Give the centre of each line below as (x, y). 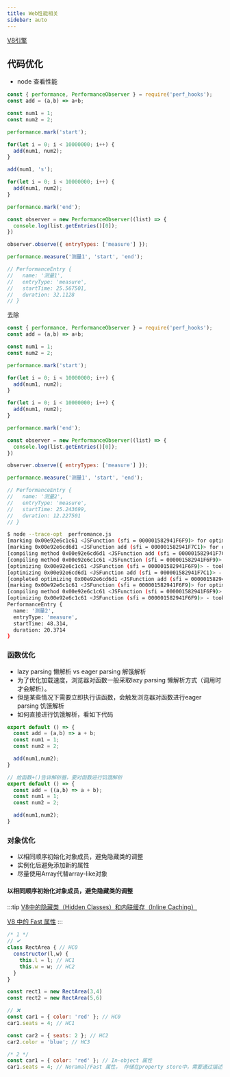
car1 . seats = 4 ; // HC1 (41, 1023)
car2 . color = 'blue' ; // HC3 (49, 1042)
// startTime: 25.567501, (47, 288)
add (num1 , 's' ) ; (30, 170)
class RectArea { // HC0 (42, 948)
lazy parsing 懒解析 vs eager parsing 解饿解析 (81, 671)
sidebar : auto (27, 20)
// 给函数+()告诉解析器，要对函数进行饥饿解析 (65, 777)
